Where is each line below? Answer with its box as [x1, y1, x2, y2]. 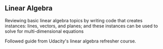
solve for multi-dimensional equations [5, 28, 84, 34]
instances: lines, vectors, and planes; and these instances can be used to [5, 23, 158, 29]
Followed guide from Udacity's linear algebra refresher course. [5, 38, 137, 44]
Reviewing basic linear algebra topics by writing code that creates [5, 17, 143, 23]
